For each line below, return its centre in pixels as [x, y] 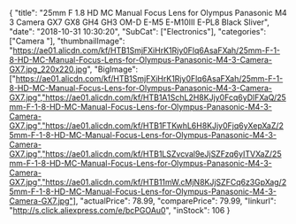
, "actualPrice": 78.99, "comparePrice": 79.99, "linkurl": [176, 201]
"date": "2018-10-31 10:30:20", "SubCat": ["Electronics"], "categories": [138, 31]
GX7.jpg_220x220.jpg [48, 69]
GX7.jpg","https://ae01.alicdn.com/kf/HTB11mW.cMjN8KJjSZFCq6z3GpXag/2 [148, 182]
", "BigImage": [113, 69]
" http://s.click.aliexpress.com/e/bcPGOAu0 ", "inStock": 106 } [120, 210]
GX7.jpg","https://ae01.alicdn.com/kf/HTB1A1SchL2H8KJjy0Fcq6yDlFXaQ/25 [148, 97]
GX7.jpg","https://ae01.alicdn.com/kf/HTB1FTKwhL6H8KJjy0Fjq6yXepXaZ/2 [147, 126]
